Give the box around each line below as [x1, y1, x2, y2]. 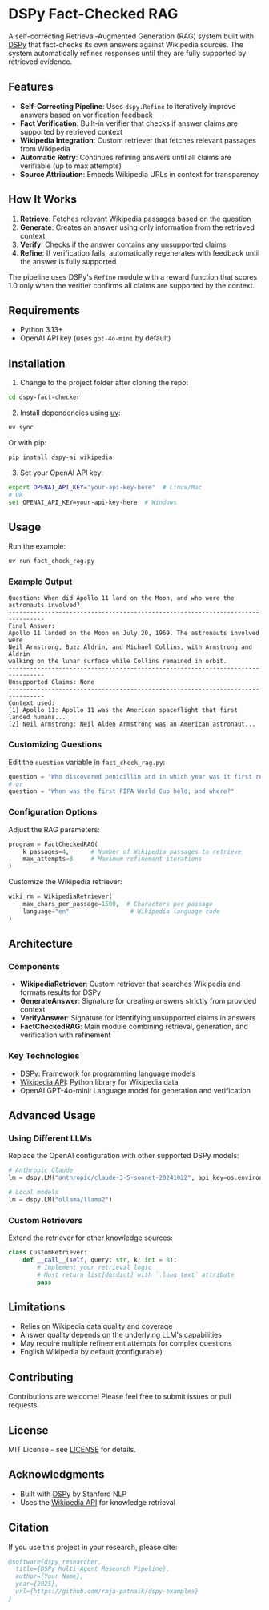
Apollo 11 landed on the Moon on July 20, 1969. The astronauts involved [8, 630, 260, 638]
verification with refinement [19, 1030, 111, 1040]
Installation [8, 356, 66, 370]
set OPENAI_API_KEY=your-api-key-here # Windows [8, 498, 178, 506]
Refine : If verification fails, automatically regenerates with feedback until [19, 248, 260, 257]
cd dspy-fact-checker [8, 393, 81, 401]
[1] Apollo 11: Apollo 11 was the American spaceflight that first [8, 706, 239, 714]
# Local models [8, 1189, 59, 1197]
